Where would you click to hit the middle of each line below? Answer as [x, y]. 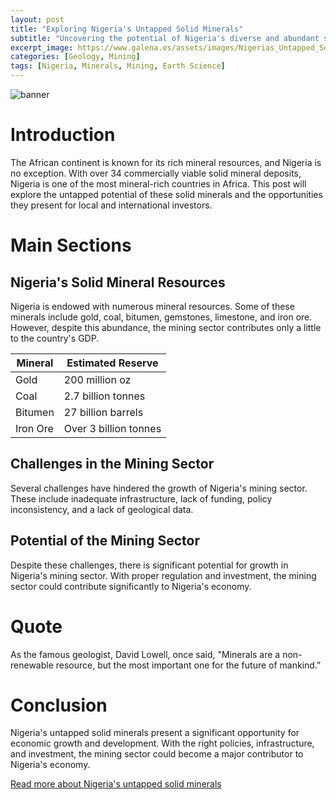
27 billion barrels [103, 412]
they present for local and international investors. [111, 205]
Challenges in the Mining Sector [112, 464]
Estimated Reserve [112, 363]
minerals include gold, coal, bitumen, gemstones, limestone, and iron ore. [161, 317]
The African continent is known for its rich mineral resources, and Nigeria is [166, 162]
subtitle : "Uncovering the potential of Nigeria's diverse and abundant [165, 38]
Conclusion [59, 705]
